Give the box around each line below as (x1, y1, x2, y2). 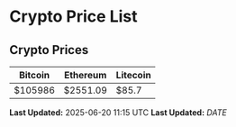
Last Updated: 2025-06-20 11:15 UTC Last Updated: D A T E (9, 107, 227, 118)
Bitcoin (19, 69, 50, 81)
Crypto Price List (9, 6, 138, 27)
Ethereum (64, 69, 107, 81)
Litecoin (115, 69, 151, 81)
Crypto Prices (9, 42, 89, 58)
